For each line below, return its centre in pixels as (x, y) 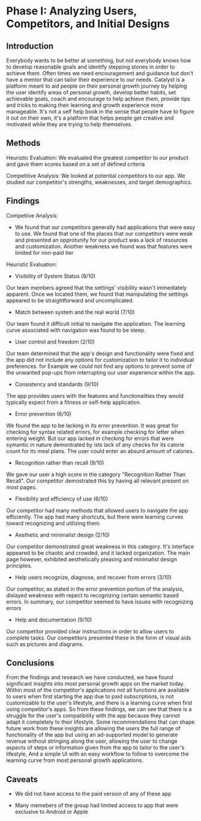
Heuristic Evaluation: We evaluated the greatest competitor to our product (97, 157)
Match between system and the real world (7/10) (75, 312)
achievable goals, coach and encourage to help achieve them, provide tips (98, 99)
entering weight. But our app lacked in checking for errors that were (90, 438)
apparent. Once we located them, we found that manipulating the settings (97, 294)
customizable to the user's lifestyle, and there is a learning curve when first (99, 703)
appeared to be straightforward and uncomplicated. (70, 300)
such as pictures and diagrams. (45, 644)
